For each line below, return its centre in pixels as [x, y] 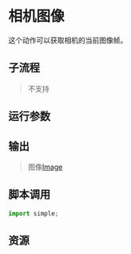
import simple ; [34, 213]
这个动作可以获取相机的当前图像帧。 [68, 40]
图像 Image [45, 167]
